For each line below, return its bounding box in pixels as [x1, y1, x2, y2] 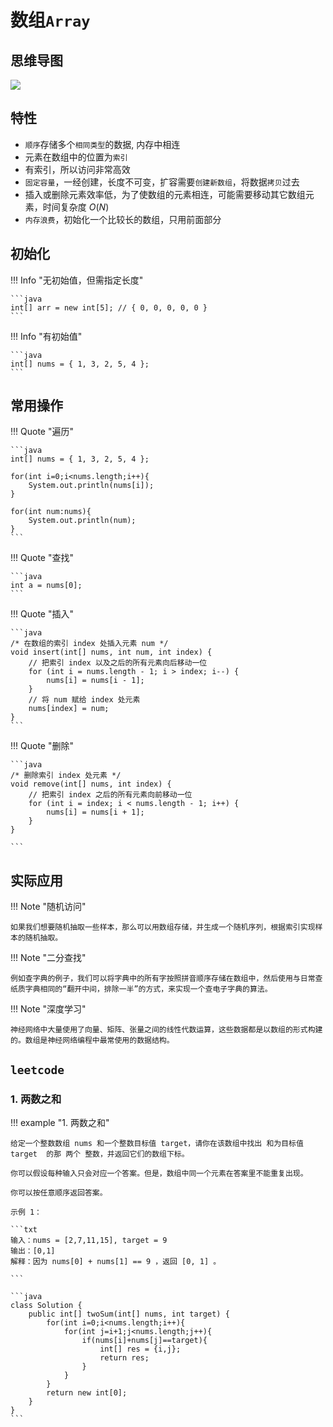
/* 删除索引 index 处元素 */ [10, 771, 122, 781]
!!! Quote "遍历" [10, 426, 74, 438]
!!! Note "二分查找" [10, 952, 87, 964]
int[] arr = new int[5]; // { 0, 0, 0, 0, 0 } [10, 302, 208, 313]
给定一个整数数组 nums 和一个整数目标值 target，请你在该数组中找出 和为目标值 [10, 1138, 304, 1148]
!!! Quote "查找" [10, 552, 74, 564]
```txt [10, 1224, 38, 1235]
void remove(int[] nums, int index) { [10, 779, 172, 790]
